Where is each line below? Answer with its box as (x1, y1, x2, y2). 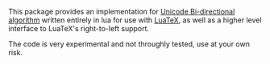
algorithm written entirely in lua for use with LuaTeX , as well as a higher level (8, 15, 262, 25)
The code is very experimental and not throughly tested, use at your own (8, 39, 250, 49)
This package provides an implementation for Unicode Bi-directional (8, 7, 235, 16)
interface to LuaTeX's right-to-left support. (8, 24, 150, 33)
